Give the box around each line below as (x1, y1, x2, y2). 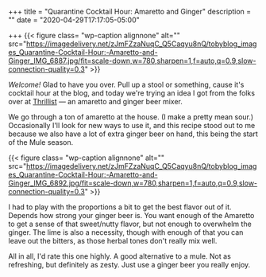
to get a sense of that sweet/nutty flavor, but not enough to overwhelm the (8, 219, 252, 228)
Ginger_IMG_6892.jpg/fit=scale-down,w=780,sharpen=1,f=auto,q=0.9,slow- (8, 178, 258, 188)
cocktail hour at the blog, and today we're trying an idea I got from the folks (8, 88, 256, 98)
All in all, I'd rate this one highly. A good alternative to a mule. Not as (8, 252, 232, 261)
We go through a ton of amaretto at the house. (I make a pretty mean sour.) (8, 112, 254, 122)
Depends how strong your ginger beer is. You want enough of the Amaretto (8, 211, 255, 220)
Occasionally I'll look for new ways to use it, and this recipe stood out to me (8, 121, 256, 130)
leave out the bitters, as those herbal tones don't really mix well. (8, 236, 218, 245)
